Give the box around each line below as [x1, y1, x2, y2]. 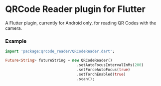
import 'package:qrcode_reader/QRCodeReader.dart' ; [5, 49, 115, 54]
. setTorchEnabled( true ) [76, 72, 126, 77]
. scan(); [76, 76, 95, 82]
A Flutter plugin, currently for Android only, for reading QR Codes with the [5, 20, 157, 26]
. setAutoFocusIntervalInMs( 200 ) [76, 62, 144, 68]
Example [5, 37, 27, 44]
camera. [5, 25, 22, 31]
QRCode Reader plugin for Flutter [5, 3, 146, 15]
